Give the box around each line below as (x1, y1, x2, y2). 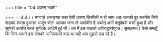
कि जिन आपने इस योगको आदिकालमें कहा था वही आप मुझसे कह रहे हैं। (5, 31, 116, 37)
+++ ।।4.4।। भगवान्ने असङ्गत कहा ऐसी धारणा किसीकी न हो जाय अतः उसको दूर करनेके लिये (5, 15, 158, 20)
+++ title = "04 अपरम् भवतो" (5, 5, 58, 10)
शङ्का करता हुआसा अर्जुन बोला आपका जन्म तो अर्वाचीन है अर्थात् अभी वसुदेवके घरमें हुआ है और (5, 20, 154, 25)
